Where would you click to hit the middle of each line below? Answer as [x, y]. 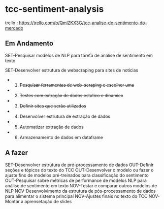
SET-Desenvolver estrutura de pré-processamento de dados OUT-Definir [79, 165]
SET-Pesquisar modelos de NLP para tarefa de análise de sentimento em [79, 55]
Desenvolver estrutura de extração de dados [65, 116]
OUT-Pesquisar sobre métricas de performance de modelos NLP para [76, 180]
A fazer [16, 153]
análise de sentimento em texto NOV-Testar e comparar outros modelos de [81, 185]
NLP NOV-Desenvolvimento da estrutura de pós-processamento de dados [81, 191]
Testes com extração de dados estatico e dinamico [71, 95]
